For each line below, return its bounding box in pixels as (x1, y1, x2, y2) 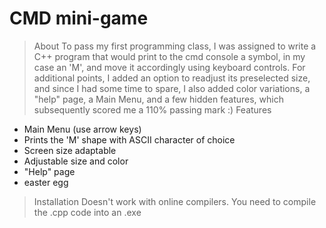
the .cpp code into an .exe (33, 206, 142, 218)
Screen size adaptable (23, 144, 117, 156)
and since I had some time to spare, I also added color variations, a (33, 82, 311, 94)
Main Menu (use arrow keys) (23, 123, 142, 135)
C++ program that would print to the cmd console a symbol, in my (33, 50, 306, 62)
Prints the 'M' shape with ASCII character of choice (23, 133, 236, 146)
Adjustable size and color (23, 155, 129, 167)
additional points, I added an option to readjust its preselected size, (33, 72, 311, 84)
